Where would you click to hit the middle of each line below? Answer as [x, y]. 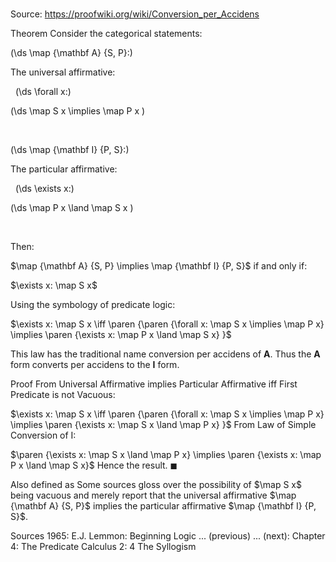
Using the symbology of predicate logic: [93, 305]
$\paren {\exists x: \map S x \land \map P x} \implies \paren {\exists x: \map [166, 455]
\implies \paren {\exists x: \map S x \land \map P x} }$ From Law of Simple [163, 425]
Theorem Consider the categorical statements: [106, 34]
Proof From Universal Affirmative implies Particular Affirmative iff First [154, 384]
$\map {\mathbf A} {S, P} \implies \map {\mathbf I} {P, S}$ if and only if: [159, 266]
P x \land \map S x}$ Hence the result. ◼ [94, 465]
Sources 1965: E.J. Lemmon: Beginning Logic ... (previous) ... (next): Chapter [168, 536]
